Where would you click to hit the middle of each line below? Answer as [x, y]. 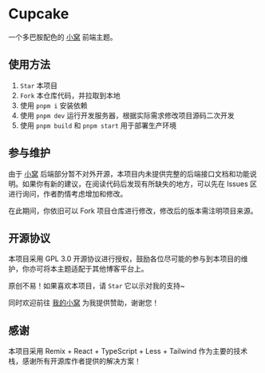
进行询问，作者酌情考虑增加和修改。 [68, 193]
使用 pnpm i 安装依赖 [53, 105]
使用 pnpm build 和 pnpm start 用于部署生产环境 [98, 125]
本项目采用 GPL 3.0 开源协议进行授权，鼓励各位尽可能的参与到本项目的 [125, 259]
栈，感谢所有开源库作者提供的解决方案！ [75, 361]
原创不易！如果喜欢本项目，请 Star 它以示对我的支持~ [97, 286]
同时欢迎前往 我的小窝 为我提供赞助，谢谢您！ [84, 303]
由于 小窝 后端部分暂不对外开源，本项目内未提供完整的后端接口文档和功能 [129, 173]
